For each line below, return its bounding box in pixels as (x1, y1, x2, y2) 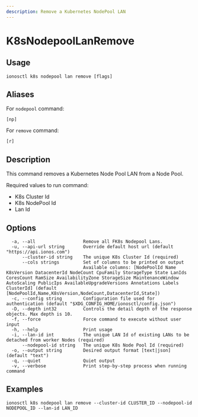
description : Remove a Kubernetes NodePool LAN (6, 8, 126, 15)
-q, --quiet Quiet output (11, 358, 116, 364)
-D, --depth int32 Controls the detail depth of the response (11, 306, 193, 312)
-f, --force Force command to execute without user (11, 316, 182, 323)
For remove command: (6, 127, 59, 134)
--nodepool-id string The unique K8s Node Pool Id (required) (21, 342, 184, 348)
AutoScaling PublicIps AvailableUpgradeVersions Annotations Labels (6, 280, 179, 286)
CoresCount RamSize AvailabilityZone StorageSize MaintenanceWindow (6, 275, 179, 281)
